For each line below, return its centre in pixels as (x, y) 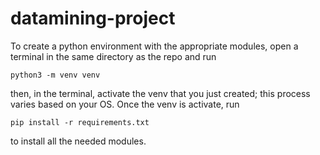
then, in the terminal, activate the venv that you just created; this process (160, 93)
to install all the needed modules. (78, 141)
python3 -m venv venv (55, 75)
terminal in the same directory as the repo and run (113, 56)
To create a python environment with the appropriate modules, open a (154, 46)
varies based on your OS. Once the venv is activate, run (125, 104)
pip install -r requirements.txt (80, 122)
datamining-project (93, 18)
